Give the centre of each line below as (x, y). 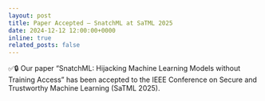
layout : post (30, 16)
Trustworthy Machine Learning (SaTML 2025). (84, 88)
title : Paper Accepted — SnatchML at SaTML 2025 (91, 23)
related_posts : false (44, 45)
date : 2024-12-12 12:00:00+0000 (62, 30)
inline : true (30, 38)
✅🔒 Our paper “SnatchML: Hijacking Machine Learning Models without (125, 68)
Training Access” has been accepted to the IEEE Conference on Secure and (133, 80)
